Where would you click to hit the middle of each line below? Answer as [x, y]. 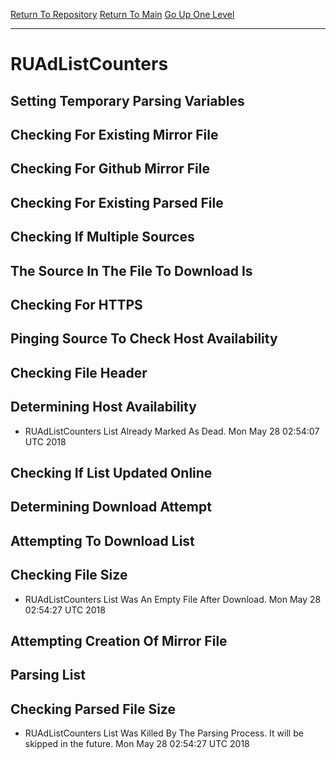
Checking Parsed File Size [93, 709]
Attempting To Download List [102, 540]
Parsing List [48, 675]
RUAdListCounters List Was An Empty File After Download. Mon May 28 [173, 599]
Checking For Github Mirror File [110, 169]
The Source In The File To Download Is [131, 270]
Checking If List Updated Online [111, 472]
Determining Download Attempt [111, 507]
